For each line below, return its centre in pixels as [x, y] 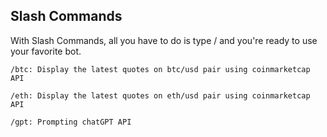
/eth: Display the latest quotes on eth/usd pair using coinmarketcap [160, 95]
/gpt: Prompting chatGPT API [71, 122]
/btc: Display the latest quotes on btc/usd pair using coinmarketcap [160, 69]
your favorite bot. [46, 51]
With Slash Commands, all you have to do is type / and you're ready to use [164, 40]
